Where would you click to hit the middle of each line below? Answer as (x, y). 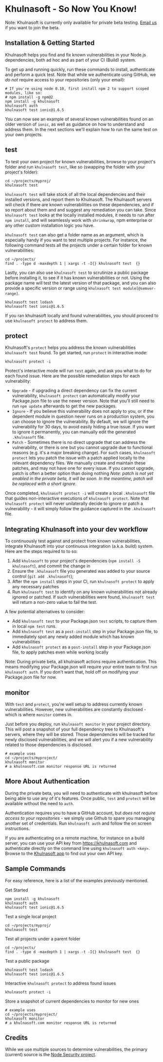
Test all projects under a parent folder (43, 939)
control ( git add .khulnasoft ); (43, 577)
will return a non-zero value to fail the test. (54, 602)
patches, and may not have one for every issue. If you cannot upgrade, (83, 468)
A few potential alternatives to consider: (45, 612)
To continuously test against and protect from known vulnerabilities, (73, 541)
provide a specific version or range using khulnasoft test (63, 288)
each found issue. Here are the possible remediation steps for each (72, 376)
